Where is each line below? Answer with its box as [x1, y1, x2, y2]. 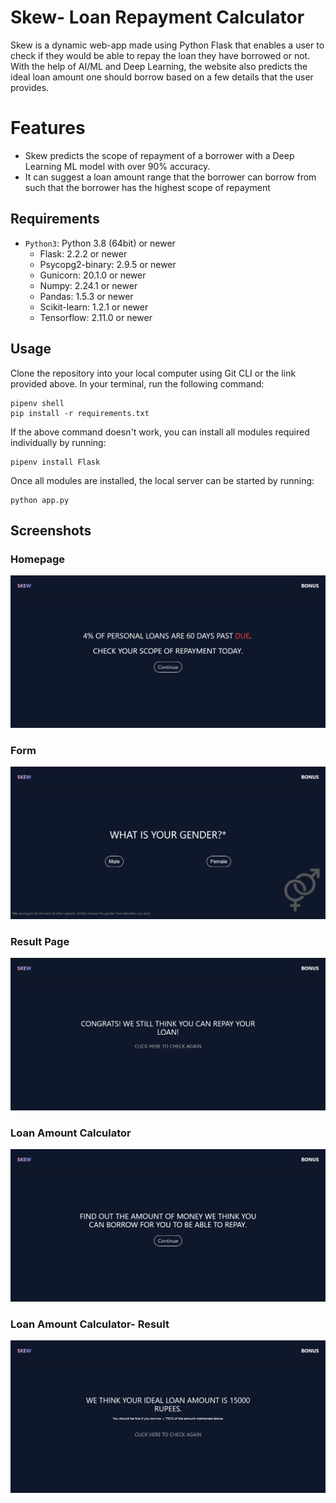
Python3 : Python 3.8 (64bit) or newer [24, 237, 176, 249]
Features [10, 117, 86, 140]
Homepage [10, 552, 65, 566]
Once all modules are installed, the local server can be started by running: [10, 474, 315, 486]
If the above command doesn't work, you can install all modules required [10, 426, 310, 438]
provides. [10, 81, 50, 93]
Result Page [10, 934, 70, 948]
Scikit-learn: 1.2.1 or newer [39, 301, 149, 313]
